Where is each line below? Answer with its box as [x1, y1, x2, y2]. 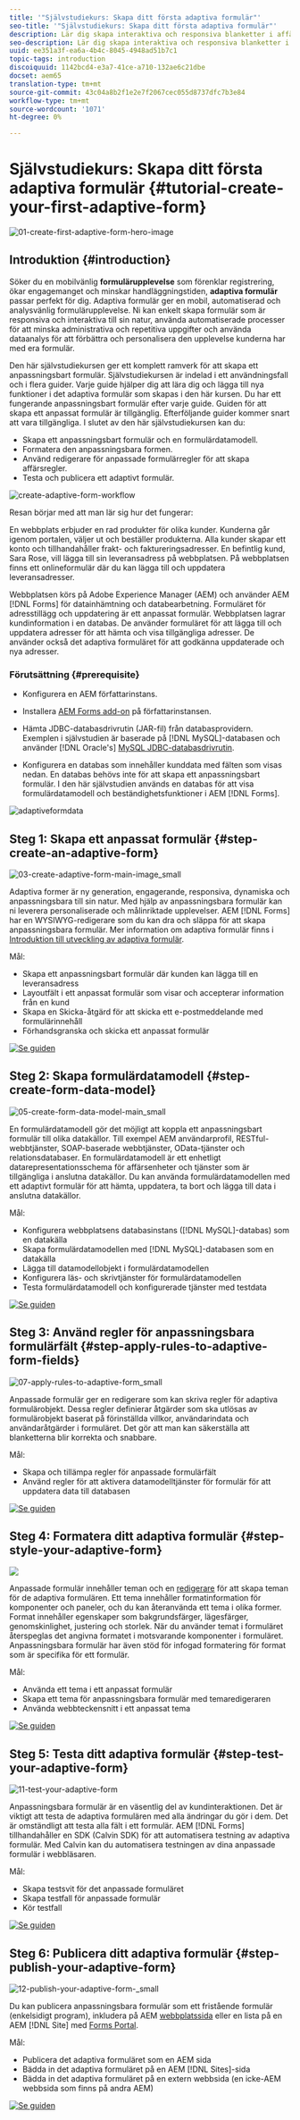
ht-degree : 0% [9, 113, 62, 122]
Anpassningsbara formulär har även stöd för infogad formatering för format [9, 1640, 287, 1651]
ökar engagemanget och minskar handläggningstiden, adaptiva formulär [9, 285, 279, 296]
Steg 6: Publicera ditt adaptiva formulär [9, 1946, 234, 1961]
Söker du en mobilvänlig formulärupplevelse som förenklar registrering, [9, 276, 275, 287]
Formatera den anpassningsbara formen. [21, 443, 173, 454]
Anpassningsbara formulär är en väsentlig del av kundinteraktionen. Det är [9, 1802, 283, 1813]
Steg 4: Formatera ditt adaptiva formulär [9, 1529, 238, 1544]
